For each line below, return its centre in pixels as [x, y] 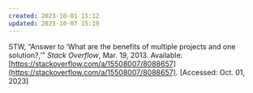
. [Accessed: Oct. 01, [210, 72]
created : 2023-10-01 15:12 [54, 16]
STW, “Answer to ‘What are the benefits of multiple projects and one [122, 46]
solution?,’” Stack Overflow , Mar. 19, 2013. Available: [96, 55]
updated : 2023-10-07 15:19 [54, 23]
